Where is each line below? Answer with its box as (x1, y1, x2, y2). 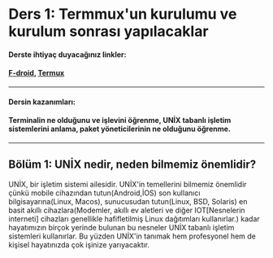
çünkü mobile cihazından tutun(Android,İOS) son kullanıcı (8, 188, 201, 198)
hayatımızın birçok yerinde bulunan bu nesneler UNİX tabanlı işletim (8, 222, 235, 232)
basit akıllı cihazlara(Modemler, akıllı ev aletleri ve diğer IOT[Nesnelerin (8, 205, 245, 215)
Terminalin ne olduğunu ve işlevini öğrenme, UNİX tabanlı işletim (8, 116, 232, 125)
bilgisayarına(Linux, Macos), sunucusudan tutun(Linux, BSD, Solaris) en (8, 196, 248, 206)
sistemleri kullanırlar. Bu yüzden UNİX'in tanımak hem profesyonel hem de (8, 231, 256, 241)
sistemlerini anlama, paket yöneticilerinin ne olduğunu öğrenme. (8, 124, 232, 134)
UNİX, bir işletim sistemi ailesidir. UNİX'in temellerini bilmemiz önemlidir (8, 179, 247, 189)
